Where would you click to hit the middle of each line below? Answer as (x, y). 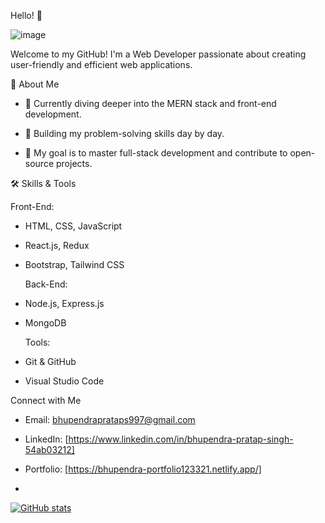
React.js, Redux (57, 245)
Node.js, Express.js (64, 303)
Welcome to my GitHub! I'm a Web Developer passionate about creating (158, 54)
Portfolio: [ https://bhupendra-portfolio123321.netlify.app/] (143, 469)
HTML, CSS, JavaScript (73, 226)
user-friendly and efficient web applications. (101, 64)
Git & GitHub (50, 361)
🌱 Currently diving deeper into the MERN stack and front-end (150, 103)
